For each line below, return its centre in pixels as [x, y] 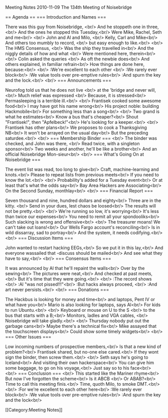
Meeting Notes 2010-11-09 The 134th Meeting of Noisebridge [68, 7]
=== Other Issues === [28, 337]
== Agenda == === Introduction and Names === [56, 17]
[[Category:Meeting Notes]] [34, 410]
